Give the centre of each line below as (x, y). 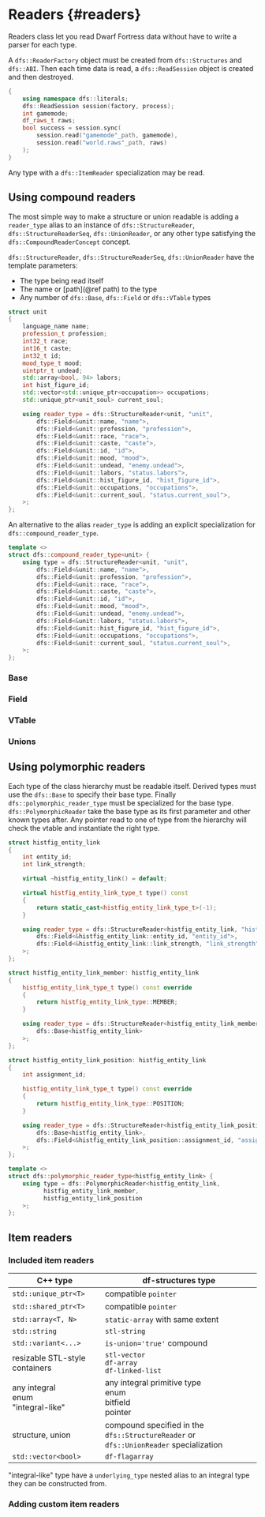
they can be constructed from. (58, 1483)
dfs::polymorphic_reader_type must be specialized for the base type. (121, 802)
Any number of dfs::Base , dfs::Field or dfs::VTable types (115, 297)
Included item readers (51, 1260)
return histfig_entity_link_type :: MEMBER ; (107, 1002)
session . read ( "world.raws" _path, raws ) (102, 143)
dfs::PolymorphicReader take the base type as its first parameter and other (129, 811)
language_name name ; (56, 327)
